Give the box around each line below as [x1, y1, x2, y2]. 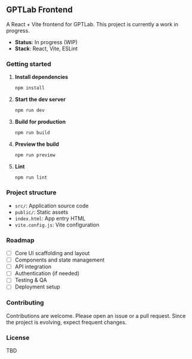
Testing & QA [14, 277, 47, 284]
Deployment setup [14, 283, 61, 290]
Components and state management [14, 256, 105, 263]
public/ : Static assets [14, 208, 69, 216]
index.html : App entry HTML [14, 214, 86, 222]
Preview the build [14, 140, 60, 148]
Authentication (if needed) [14, 270, 80, 277]
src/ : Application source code [14, 202, 89, 209]
